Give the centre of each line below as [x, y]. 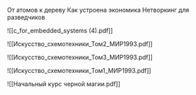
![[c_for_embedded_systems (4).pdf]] [60, 31]
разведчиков [26, 17]
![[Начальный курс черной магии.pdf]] [64, 84]
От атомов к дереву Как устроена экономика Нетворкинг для [98, 10]
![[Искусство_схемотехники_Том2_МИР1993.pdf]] [80, 44]
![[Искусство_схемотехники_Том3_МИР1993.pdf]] [80, 57]
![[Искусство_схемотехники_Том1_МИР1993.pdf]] [79, 71]
